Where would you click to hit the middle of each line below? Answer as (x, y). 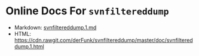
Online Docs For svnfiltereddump (87, 11)
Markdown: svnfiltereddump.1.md (55, 27)
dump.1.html (29, 46)
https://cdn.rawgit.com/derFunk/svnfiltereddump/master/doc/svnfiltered (103, 40)
